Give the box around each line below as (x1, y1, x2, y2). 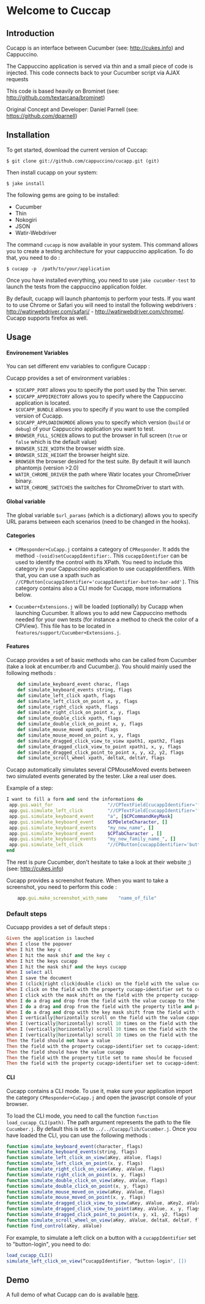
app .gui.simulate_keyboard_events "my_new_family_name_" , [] (9, 836, 176, 842)
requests (6, 76, 29, 83)
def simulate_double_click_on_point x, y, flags (17, 721, 143, 728)
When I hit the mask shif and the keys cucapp (6, 963, 127, 970)
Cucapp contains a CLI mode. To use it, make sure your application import (6, 1087, 193, 1094)
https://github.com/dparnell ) (6, 112, 77, 119)
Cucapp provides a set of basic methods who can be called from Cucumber (6, 657, 197, 664)
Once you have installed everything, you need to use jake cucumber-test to (6, 276, 196, 284)
